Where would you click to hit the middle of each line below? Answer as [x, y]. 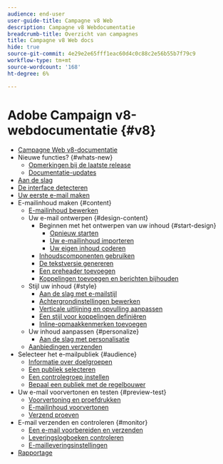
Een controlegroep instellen [69, 377]
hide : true [24, 47]
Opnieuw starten [74, 233]
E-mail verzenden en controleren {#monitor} [83, 423]
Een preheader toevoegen [77, 271]
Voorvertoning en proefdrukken [74, 400]
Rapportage [35, 453]
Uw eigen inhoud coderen [88, 248]
